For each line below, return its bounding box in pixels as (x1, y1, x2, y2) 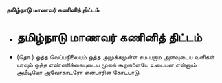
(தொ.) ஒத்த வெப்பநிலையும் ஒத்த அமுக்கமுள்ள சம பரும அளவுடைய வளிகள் (16, 52, 215, 61)
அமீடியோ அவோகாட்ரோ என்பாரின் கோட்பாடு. (16, 68, 142, 76)
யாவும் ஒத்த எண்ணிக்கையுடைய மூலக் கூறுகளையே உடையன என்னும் (16, 61, 197, 69)
